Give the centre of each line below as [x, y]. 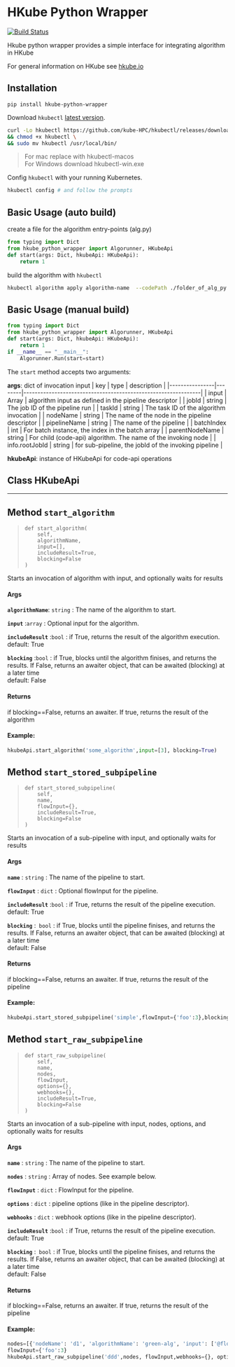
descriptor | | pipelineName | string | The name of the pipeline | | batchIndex [117, 423]
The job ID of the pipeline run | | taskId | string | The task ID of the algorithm [116, 408]
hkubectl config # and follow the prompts [70, 191]
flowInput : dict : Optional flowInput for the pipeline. [83, 891]
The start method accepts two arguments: [69, 371]
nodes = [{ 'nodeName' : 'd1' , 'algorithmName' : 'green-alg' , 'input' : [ [111, 1344]
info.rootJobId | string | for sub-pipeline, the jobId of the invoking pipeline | [115, 445]
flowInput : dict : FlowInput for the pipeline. [71, 1190]
